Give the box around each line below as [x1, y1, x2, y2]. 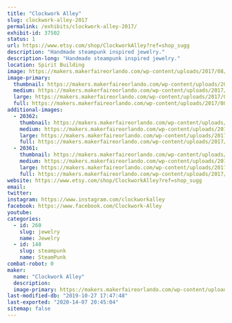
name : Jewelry [19, 235, 60, 242]
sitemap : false [7, 305, 51, 313]
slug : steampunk [19, 248, 67, 255]
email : [7, 184, 26, 190]
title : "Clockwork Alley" [7, 10, 81, 17]
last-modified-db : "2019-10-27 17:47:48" [7, 293, 128, 300]
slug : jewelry [19, 228, 60, 235]
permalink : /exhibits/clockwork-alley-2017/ [7, 23, 137, 30]
